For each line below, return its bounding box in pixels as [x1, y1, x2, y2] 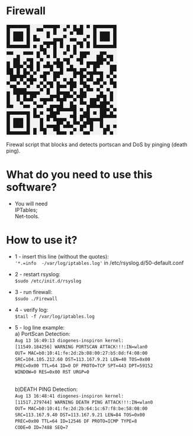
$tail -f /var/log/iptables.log [14, 314, 95, 319]
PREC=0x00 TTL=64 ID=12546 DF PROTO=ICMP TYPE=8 [14, 418, 137, 424]
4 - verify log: [14, 306, 49, 313]
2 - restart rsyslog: [14, 270, 61, 277]
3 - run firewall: [14, 288, 53, 295]
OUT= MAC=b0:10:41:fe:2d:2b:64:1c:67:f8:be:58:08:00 [14, 405, 148, 412]
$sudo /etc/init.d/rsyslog [14, 278, 82, 284]
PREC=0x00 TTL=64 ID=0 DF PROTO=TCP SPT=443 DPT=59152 [14, 363, 153, 369]
